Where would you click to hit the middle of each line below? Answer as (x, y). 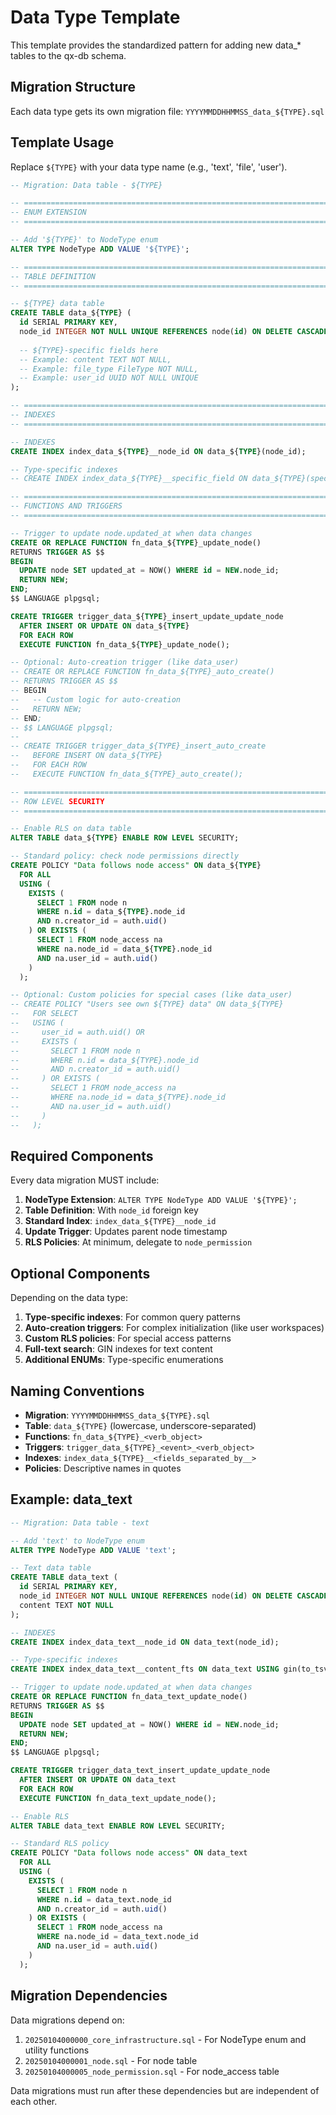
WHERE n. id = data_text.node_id (104, 1899)
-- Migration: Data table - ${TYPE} (86, 185)
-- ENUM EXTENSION (48, 212)
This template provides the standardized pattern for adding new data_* (156, 45)
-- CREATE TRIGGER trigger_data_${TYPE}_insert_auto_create (138, 746)
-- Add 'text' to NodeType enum (77, 1541)
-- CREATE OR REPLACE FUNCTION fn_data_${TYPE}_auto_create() (142, 672)
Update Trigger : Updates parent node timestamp (126, 1232)
